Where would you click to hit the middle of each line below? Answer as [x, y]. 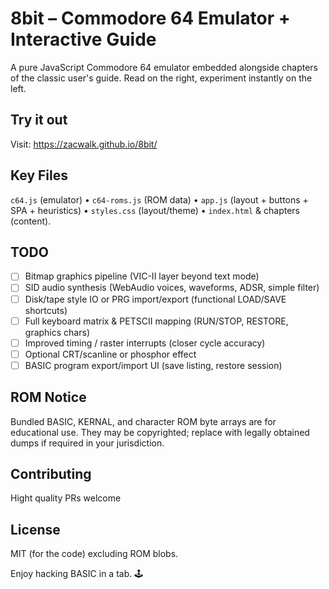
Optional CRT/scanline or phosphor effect [110, 354]
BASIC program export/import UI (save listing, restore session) [153, 365]
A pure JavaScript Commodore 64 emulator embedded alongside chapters [164, 67]
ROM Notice [48, 397]
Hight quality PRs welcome [66, 498]
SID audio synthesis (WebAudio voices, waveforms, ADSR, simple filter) [172, 288]
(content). [31, 221]
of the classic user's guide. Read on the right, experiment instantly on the [161, 78]
